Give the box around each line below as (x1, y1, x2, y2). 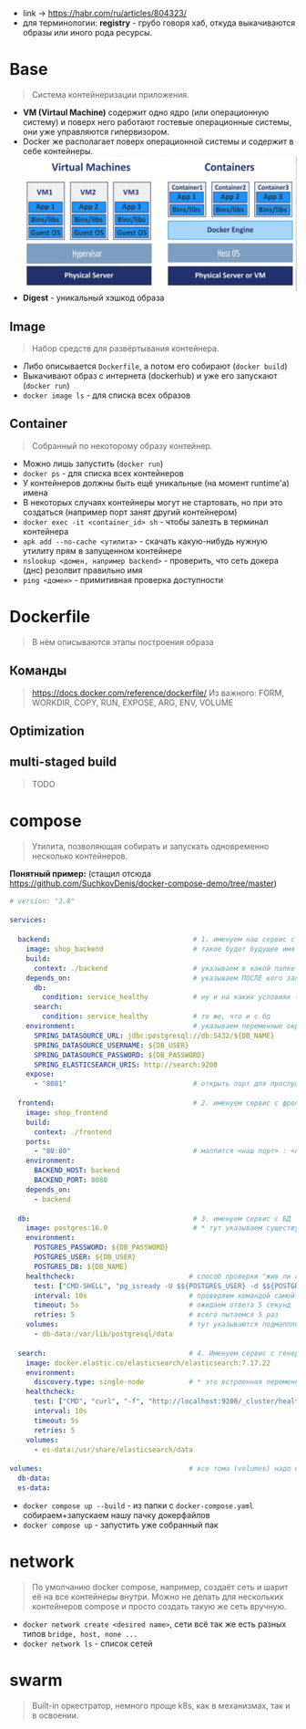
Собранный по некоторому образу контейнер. (31, 440, 213, 451)
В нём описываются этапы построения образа (31, 636, 214, 647)
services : (9, 916, 47, 925)
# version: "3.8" (9, 896, 76, 906)
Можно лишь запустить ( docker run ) (22, 458, 164, 469)
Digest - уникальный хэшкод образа (22, 292, 165, 304)
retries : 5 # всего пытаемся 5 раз (33, 1310, 280, 1319)
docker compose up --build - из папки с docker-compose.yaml (22, 1500, 254, 1511)
